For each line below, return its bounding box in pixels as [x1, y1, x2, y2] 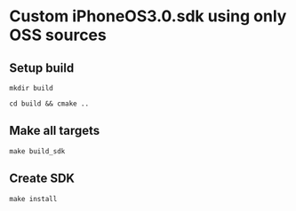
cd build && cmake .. [9, 99, 90, 108]
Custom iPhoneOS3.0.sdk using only [9, 6, 287, 27]
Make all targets [9, 123, 100, 138]
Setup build [9, 60, 75, 75]
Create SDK [9, 171, 76, 186]
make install [9, 194, 58, 203]
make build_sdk [9, 146, 66, 156]
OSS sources [9, 25, 107, 45]
